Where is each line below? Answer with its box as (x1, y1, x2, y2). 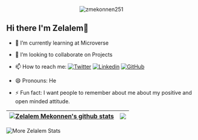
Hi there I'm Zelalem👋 (6, 23, 89, 33)
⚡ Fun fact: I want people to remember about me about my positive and (14, 89, 192, 96)
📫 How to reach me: (14, 63, 67, 70)
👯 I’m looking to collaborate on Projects (14, 51, 113, 58)
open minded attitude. (14, 97, 71, 105)
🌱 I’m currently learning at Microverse (14, 39, 109, 46)
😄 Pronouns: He (14, 77, 56, 84)
